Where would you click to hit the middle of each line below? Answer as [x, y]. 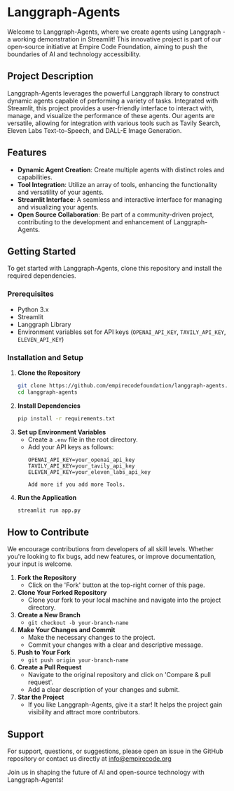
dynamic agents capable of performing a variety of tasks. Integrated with [113, 101]
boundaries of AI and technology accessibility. [74, 54]
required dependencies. [42, 276]
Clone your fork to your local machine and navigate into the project [124, 600]
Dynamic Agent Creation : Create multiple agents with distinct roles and [121, 169]
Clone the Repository [49, 373]
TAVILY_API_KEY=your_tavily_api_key [81, 466]
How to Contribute [48, 532]
